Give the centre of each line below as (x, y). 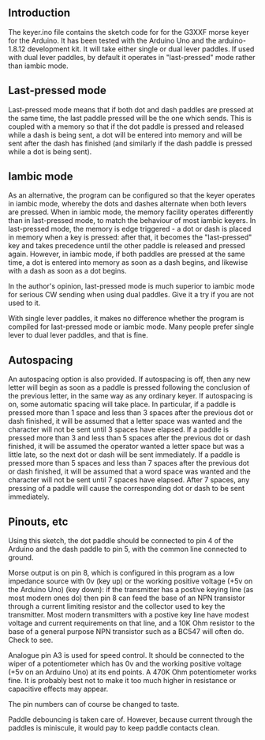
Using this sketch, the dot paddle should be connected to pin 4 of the (121, 541)
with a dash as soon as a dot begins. (67, 271)
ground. (21, 557)
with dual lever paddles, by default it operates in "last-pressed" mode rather (132, 57)
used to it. (24, 303)
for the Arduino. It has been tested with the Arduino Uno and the (112, 40)
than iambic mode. (38, 66)
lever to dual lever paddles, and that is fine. (78, 335)
